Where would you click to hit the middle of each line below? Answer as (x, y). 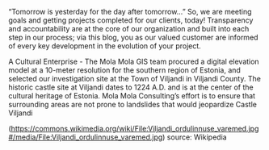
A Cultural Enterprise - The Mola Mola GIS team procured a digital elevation (134, 61)
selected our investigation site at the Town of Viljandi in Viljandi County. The (134, 79)
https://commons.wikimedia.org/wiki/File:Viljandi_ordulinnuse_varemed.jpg (135, 129)
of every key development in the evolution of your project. (105, 46)
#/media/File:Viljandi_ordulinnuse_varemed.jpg (86, 137)
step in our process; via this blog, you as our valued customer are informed (133, 37)
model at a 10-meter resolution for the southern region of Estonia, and (124, 70)
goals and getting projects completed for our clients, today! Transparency (131, 20)
